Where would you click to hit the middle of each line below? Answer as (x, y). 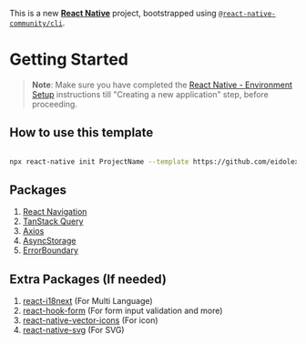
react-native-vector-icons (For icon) (90, 320)
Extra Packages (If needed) (88, 279)
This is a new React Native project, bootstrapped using (113, 13)
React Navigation (55, 212)
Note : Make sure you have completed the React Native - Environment (162, 85)
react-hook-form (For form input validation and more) (122, 311)
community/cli (36, 24)
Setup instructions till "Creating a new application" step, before (150, 94)
